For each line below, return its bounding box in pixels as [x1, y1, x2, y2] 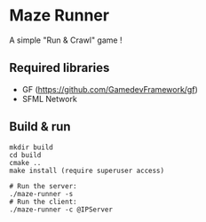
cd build [9, 150, 42, 160]
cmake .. [9, 158, 42, 167]
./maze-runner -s [9, 189, 74, 198]
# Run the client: [9, 197, 77, 206]
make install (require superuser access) [9, 166, 165, 175]
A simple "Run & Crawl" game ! [9, 35, 123, 45]
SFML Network [21, 93, 77, 104]
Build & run [9, 119, 71, 134]
